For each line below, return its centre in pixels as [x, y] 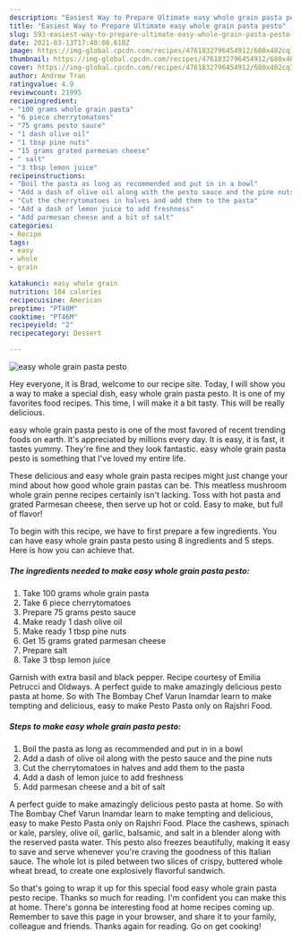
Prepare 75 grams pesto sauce [79, 612]
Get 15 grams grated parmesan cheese [94, 640]
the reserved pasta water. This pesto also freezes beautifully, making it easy [150, 842]
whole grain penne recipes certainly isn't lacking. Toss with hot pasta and [145, 495]
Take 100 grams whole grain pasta [86, 593]
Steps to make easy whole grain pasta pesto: [95, 726]
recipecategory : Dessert [56, 333]
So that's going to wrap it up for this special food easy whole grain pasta [143, 888]
